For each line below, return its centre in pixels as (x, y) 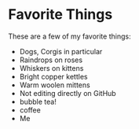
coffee (30, 110)
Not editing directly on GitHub (68, 93)
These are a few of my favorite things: (69, 36)
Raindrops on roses (51, 60)
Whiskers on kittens (51, 68)
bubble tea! (38, 101)
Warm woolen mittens (55, 85)
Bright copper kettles (53, 76)
